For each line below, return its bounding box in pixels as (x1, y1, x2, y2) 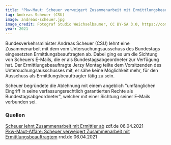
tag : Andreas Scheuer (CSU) (5, 12, 65, 17)
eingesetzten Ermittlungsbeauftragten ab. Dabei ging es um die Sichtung (5, 51, 158, 57)
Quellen (5, 111, 25, 119)
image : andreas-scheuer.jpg (5, 17, 65, 22)
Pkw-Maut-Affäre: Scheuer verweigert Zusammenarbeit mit (5, 128, 130, 135)
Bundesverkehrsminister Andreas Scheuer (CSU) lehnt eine (5, 40, 130, 46)
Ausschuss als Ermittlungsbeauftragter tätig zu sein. (5, 73, 115, 79)
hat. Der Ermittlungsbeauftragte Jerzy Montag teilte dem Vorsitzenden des (5, 62, 162, 68)
